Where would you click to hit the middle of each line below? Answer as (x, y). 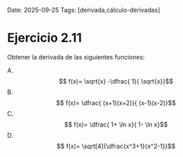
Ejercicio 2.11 (45, 38)
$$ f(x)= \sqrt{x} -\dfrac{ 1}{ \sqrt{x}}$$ (116, 81)
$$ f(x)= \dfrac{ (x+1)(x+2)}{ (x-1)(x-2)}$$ (116, 102)
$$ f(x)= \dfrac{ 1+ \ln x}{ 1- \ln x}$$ (116, 124)
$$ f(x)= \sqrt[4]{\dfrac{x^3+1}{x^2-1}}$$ (116, 146)
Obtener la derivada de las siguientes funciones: (76, 57)
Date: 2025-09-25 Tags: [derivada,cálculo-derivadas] (84, 10)
